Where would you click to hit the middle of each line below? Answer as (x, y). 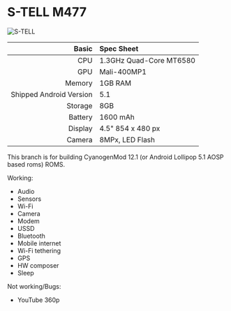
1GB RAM (115, 83)
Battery (81, 117)
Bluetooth (31, 236)
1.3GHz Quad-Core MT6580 (147, 60)
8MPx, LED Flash (127, 139)
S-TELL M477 (47, 12)
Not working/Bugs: (34, 286)
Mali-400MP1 (123, 72)
